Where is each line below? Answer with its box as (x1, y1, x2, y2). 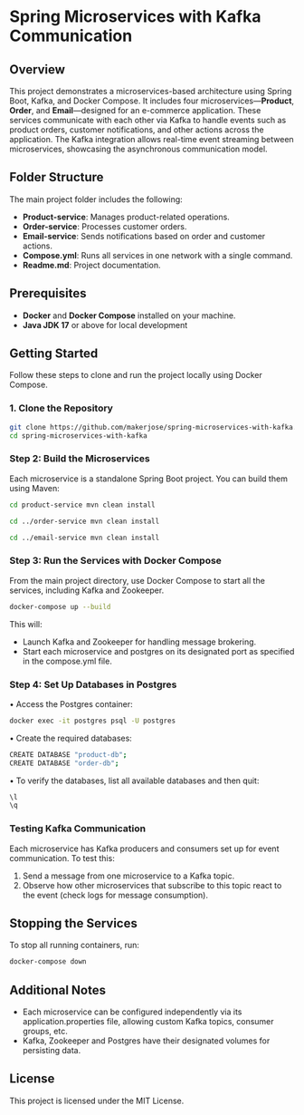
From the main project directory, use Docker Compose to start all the (9, 575, 265, 586)
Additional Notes (9, 982, 107, 998)
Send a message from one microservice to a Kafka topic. (22, 870, 235, 881)
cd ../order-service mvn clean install (9, 517, 160, 526)
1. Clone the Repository (9, 402, 113, 414)
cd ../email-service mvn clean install (9, 533, 160, 542)
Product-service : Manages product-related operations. (22, 211, 231, 222)
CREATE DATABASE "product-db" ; (9, 750, 128, 759)
